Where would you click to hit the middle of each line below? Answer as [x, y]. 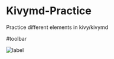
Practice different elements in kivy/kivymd [57, 27]
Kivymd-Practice [49, 11]
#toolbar [17, 38]
